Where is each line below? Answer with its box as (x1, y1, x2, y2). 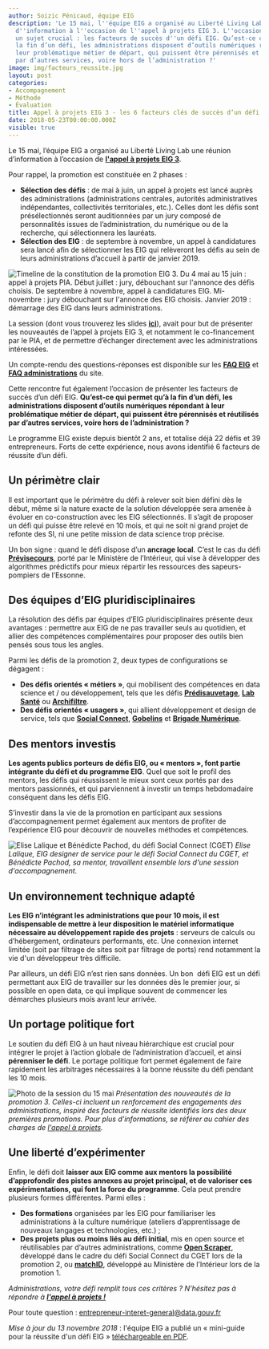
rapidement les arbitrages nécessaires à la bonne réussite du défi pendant (8, 1064, 254, 1074)
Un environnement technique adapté (8, 889, 195, 903)
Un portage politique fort (8, 1018, 134, 1031)
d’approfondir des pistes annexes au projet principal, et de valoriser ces (8, 1176, 252, 1185)
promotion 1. (19, 1268, 62, 1278)
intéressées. (8, 344, 49, 354)
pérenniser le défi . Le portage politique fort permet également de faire (8, 1055, 242, 1065)
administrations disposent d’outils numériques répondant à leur (8, 400, 225, 410)
